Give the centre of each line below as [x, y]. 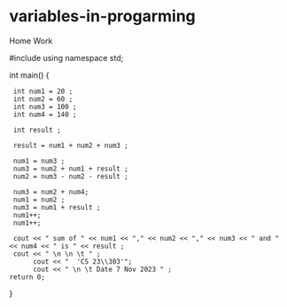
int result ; [37, 130]
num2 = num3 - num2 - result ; [70, 176]
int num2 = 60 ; [43, 99]
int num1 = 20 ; [43, 91]
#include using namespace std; [66, 58]
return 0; [27, 277]
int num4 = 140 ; [45, 114]
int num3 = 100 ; [45, 107]
